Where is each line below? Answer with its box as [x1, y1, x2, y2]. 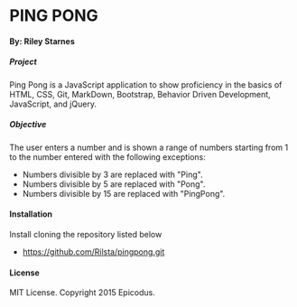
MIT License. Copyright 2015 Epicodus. [9, 287, 155, 298]
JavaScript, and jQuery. [9, 98, 97, 109]
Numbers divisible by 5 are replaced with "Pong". [22, 178, 206, 190]
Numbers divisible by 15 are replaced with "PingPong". [22, 188, 226, 199]
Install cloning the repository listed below [9, 228, 162, 239]
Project [9, 56, 38, 68]
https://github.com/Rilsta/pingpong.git [22, 246, 165, 257]
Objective [9, 119, 47, 130]
